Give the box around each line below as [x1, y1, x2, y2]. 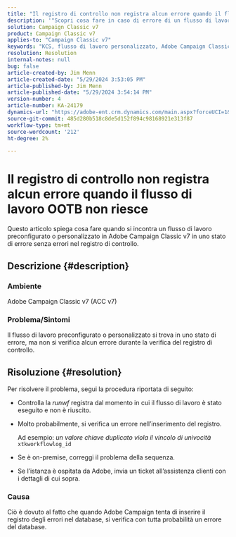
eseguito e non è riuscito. [17, 406, 91, 414]
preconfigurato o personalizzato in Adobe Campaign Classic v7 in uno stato [7, 232, 226, 240]
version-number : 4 [7, 96, 61, 103]
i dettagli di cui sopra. [17, 474, 81, 483]
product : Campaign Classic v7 [7, 30, 96, 37]
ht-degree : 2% [7, 135, 49, 142]
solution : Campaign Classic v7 [7, 23, 99, 30]
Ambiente [7, 281, 42, 291]
